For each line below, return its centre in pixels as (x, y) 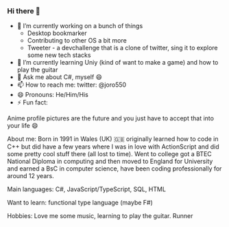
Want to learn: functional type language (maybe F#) (80, 203)
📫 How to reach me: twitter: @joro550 (72, 85)
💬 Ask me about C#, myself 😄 (60, 77)
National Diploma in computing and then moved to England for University (110, 162)
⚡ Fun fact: (32, 102)
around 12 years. (31, 176)
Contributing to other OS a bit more (77, 41)
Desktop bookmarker (57, 33)
